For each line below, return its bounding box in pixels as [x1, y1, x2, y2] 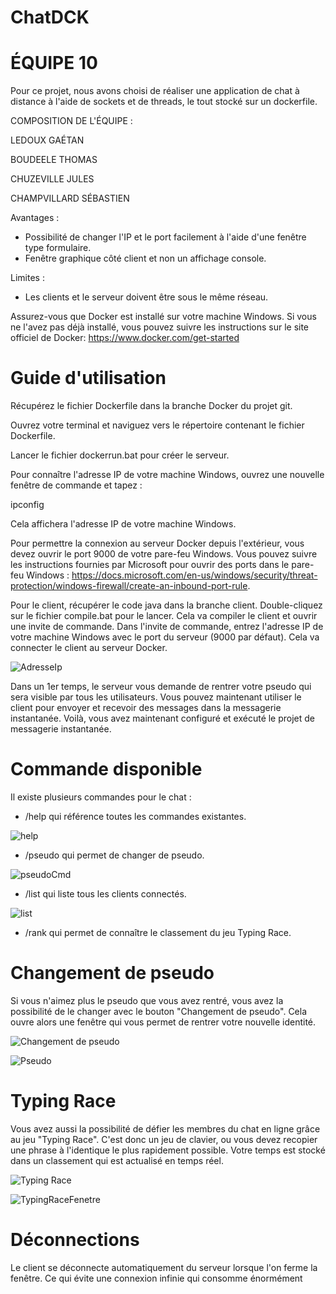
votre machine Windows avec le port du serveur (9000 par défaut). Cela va [10, 631, 320, 643]
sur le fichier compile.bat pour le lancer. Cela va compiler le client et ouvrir [10, 610, 318, 622]
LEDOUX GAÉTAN [10, 134, 85, 146]
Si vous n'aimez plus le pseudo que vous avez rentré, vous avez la [10, 994, 284, 1006]
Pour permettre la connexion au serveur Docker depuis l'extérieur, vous [10, 537, 305, 550]
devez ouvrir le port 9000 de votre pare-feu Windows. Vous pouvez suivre [10, 548, 318, 560]
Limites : [10, 272, 45, 284]
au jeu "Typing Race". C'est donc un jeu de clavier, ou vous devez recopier [10, 1133, 318, 1145]
